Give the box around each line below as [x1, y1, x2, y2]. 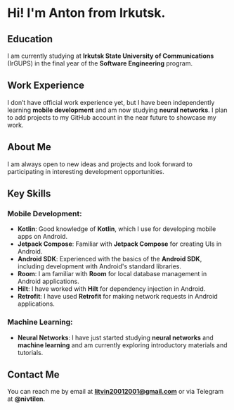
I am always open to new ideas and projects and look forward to [7, 160, 193, 168]
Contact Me [7, 368, 60, 380]
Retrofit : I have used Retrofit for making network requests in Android [17, 292, 218, 301]
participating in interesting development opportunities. [7, 167, 165, 175]
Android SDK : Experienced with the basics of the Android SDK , [17, 255, 202, 263]
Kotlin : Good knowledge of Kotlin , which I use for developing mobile [17, 225, 216, 233]
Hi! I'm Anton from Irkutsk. [7, 5, 166, 21]
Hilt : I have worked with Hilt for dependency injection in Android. [17, 285, 206, 293]
